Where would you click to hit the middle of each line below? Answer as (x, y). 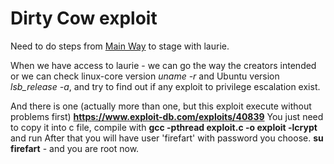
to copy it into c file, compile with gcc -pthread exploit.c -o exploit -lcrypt (164, 127)
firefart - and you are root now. (75, 148)
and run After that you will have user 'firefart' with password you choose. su (167, 138)
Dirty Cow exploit (84, 18)
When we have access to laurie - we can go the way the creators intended (163, 65)
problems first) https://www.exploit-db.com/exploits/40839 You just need (167, 116)
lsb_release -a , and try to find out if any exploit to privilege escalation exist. (165, 86)
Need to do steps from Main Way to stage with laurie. (120, 46)
